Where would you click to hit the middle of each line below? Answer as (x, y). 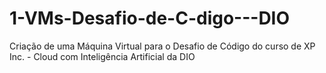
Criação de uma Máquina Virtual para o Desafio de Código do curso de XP (162, 46)
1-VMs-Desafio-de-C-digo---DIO (150, 18)
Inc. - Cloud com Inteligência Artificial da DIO (102, 56)
